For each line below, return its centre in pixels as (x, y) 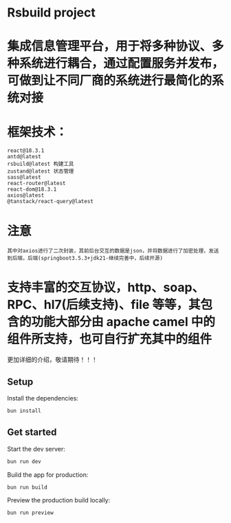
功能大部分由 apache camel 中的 (123, 322)
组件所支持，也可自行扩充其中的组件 (110, 339)
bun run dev (24, 461)
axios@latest (26, 195)
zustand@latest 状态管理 (41, 171)
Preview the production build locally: (59, 500)
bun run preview (30, 513)
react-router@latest (37, 184)
